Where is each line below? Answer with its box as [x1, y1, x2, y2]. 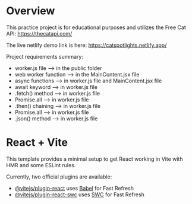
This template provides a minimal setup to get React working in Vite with [6, 155, 183, 162]
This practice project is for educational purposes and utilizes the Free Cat [6, 24, 186, 31]
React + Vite [6, 136, 68, 149]
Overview [6, 4, 55, 18]
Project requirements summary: [6, 53, 83, 60]
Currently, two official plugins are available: [6, 173, 112, 180]
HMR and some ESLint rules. [6, 161, 76, 168]
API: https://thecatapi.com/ [6, 30, 73, 37]
